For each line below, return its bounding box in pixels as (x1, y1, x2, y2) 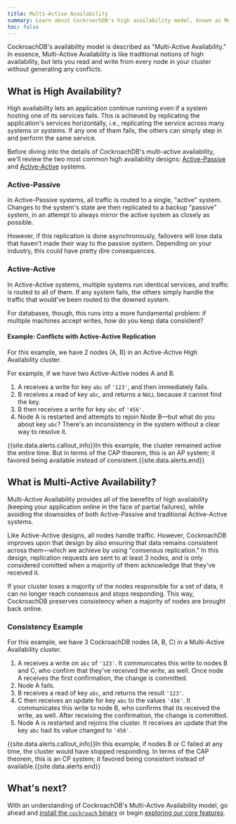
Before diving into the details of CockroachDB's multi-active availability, (7, 148, 215, 156)
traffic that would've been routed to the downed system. (7, 295, 171, 303)
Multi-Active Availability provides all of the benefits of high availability (7, 495, 209, 503)
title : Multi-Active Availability (7, 10, 109, 18)
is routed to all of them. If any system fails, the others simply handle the (7, 287, 214, 296)
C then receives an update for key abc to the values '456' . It (17, 696, 191, 705)
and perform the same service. (7, 134, 97, 143)
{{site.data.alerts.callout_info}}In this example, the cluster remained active (7, 440, 221, 450)
